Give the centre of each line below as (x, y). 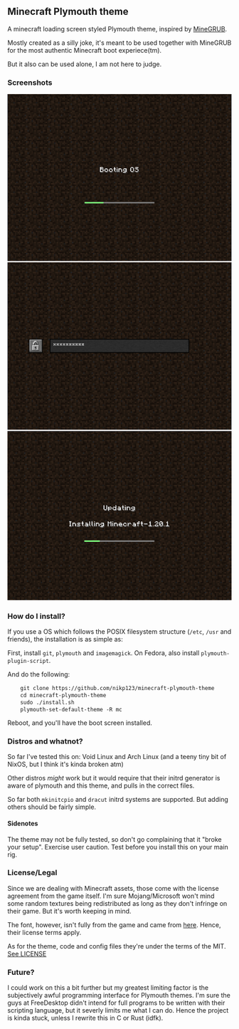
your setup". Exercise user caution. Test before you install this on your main (118, 847)
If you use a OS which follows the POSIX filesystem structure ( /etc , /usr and (119, 632)
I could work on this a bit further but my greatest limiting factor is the (108, 988)
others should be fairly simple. (52, 807)
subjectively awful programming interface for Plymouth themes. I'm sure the (119, 996)
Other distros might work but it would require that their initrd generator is (114, 778)
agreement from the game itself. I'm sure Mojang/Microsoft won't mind (111, 896)
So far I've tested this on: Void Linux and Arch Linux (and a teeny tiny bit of (117, 757)
